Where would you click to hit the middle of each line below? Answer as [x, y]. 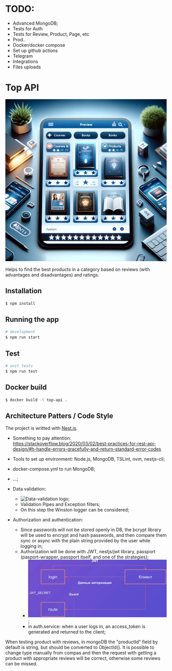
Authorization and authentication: [48, 520]
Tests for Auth [28, 28]
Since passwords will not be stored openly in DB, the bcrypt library [91, 530]
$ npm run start [23, 337]
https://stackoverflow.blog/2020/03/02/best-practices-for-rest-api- [84, 444]
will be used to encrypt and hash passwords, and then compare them [93, 535]
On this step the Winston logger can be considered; [75, 510]
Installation [24, 291]
